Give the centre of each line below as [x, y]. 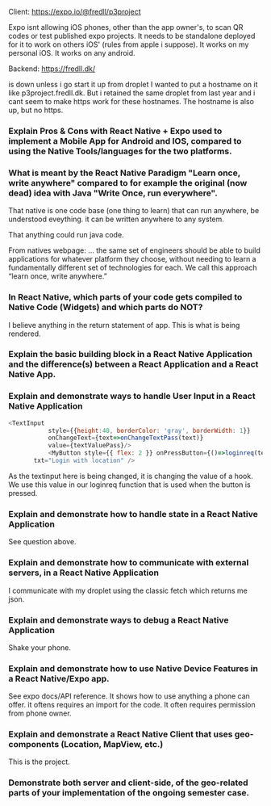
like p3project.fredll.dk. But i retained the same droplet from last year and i [132, 93]
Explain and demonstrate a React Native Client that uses [121, 734]
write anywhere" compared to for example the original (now [128, 183]
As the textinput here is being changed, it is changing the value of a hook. [131, 476]
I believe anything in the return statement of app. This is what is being [124, 325]
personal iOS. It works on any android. [72, 53]
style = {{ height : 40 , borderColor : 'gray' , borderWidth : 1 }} [149, 430]
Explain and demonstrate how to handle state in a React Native [133, 514]
